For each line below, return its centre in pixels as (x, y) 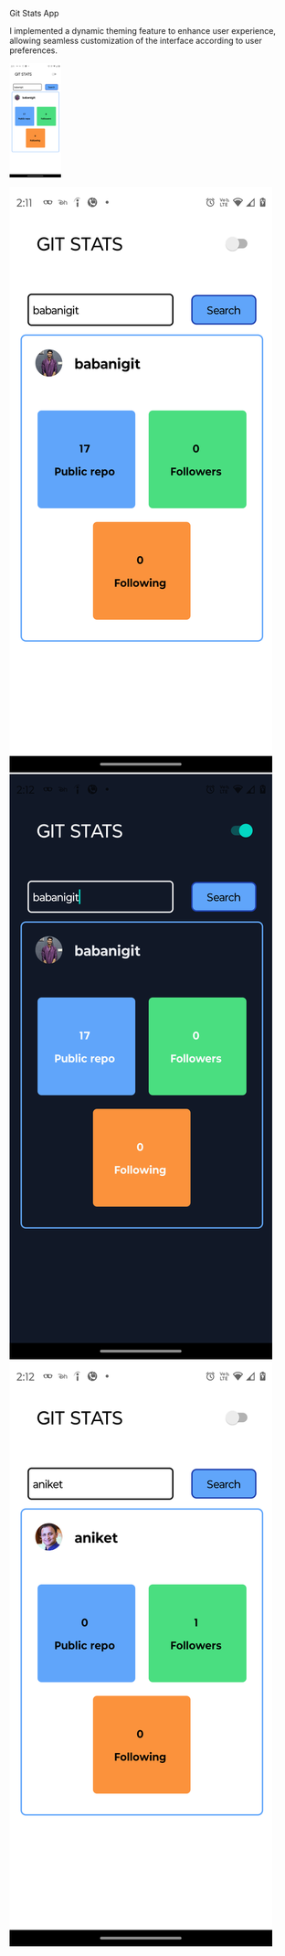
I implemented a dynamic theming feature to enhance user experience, (143, 31)
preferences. (33, 50)
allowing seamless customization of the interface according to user (136, 41)
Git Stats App (34, 13)
